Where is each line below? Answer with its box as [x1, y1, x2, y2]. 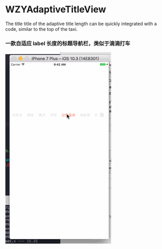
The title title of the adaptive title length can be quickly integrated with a [5, 21, 157, 27]
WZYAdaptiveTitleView [5, 4, 107, 15]
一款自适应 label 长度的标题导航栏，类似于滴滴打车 [5, 40, 131, 47]
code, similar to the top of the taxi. [5, 26, 78, 32]
